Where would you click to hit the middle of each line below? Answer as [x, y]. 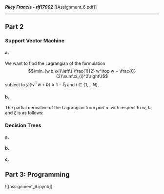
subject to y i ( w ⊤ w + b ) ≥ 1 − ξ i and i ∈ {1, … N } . [52, 84]
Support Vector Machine [35, 41]
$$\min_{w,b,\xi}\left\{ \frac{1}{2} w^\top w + [73, 71]
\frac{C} [128, 71]
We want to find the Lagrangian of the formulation [55, 63]
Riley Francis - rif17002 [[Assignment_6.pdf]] [51, 7]
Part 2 [14, 27]
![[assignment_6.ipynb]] [29, 186]
